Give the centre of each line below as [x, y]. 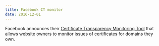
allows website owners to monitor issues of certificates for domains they [79, 34]
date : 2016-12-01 [23, 14]
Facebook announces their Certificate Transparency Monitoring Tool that [79, 28]
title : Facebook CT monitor [34, 10]
